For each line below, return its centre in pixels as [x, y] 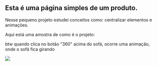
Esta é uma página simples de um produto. [71, 8]
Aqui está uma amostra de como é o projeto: [50, 34]
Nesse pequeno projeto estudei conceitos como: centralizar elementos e [78, 20]
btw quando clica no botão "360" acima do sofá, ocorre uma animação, [78, 44]
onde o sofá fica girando [30, 49]
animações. [17, 25]
